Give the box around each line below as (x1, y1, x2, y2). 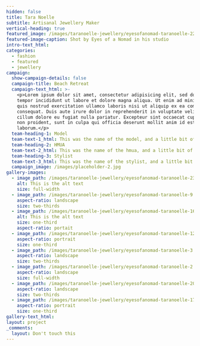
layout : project (6, 319, 46, 325)
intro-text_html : (6, 42, 49, 48)
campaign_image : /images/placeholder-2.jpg (11, 164, 121, 170)
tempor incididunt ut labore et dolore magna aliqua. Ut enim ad (17, 97, 183, 103)
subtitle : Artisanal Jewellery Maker (6, 20, 100, 26)
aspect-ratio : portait (17, 225, 73, 231)
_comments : (6, 325, 33, 331)
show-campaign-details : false (11, 75, 86, 81)
